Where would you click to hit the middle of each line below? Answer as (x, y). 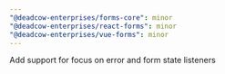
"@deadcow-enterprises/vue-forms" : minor (89, 34)
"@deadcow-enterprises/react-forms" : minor (93, 26)
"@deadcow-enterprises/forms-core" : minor (91, 18)
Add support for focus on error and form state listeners (112, 60)
